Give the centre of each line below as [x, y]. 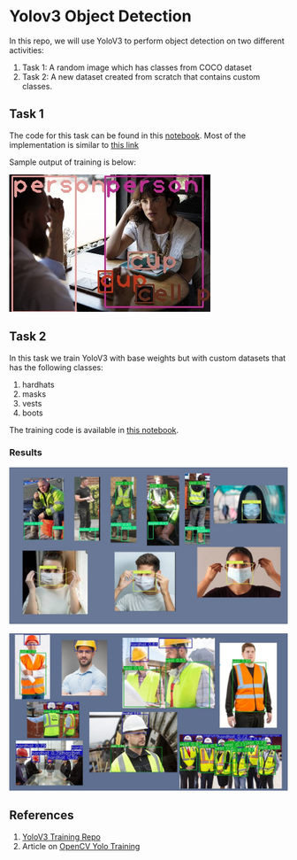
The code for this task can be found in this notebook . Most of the [128, 136]
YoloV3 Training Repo [61, 837]
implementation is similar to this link [74, 144]
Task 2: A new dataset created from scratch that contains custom [141, 76]
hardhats [38, 384]
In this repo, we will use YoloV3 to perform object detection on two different [147, 41]
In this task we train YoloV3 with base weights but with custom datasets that [148, 358]
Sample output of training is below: [73, 162]
